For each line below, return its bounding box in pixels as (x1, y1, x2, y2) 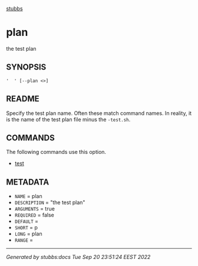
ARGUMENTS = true (14, 205, 55, 212)
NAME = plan (14, 193, 42, 200)
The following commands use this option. (6, 149, 107, 156)
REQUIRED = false (14, 212, 54, 219)
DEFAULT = (14, 218, 39, 225)
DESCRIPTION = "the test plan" (14, 199, 85, 206)
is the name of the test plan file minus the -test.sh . (6, 116, 131, 123)
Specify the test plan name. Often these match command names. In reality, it (6, 109, 192, 117)
